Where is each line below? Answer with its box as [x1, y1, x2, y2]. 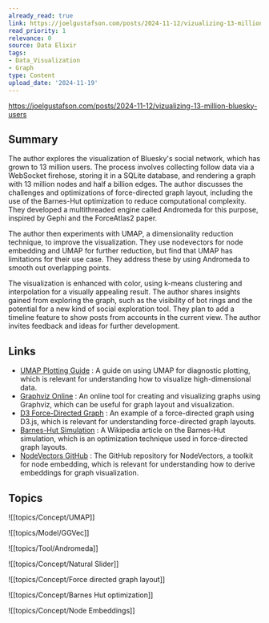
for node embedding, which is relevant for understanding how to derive [19, 459, 255, 469]
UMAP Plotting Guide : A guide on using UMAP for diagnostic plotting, [19, 366, 251, 375]
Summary [8, 132, 58, 146]
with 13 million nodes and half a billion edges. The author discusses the [8, 180, 243, 189]
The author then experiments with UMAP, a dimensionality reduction [8, 229, 234, 239]
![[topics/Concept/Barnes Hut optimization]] [8, 590, 154, 600]
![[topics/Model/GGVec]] [8, 528, 90, 537]
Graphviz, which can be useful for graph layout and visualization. [19, 400, 235, 410]
